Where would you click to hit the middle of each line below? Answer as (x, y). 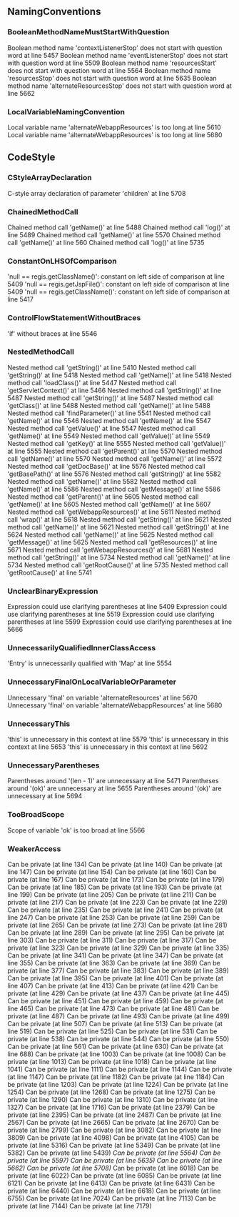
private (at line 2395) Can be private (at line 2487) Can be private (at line (114, 1115)
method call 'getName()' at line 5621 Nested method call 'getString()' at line (118, 527)
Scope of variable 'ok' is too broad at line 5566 (76, 830)
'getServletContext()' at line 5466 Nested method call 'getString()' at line (114, 390)
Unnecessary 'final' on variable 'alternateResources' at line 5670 (102, 697)
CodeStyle (31, 158)
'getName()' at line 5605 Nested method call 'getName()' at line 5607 (109, 504)
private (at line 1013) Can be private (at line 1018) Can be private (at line (112, 1061)
